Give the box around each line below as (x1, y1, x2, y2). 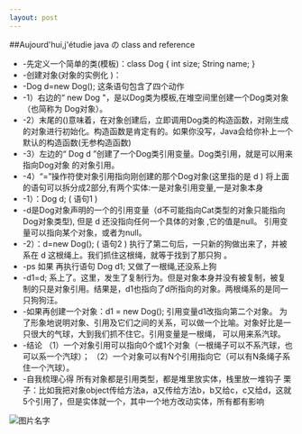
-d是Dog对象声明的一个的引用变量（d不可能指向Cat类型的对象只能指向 (22, 204, 286, 215)
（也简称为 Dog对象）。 (22, 103, 108, 113)
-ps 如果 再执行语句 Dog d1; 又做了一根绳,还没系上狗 (22, 260, 217, 271)
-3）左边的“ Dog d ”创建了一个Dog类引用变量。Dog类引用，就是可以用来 (22, 148, 293, 158)
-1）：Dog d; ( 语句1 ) (22, 193, 98, 203)
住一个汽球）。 (22, 362, 75, 373)
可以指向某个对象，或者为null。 (30, 227, 147, 238)
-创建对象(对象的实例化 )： (22, 69, 122, 80)
